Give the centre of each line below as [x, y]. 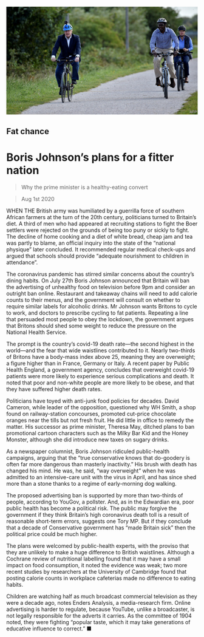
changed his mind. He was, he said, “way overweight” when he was [91, 471]
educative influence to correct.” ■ [49, 628]
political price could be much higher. [52, 534]
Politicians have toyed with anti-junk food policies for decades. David [93, 401]
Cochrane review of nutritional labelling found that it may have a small [93, 559]
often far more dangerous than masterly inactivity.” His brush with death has [102, 464]
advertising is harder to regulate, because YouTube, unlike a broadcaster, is [100, 609]
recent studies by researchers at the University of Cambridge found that [97, 571]
